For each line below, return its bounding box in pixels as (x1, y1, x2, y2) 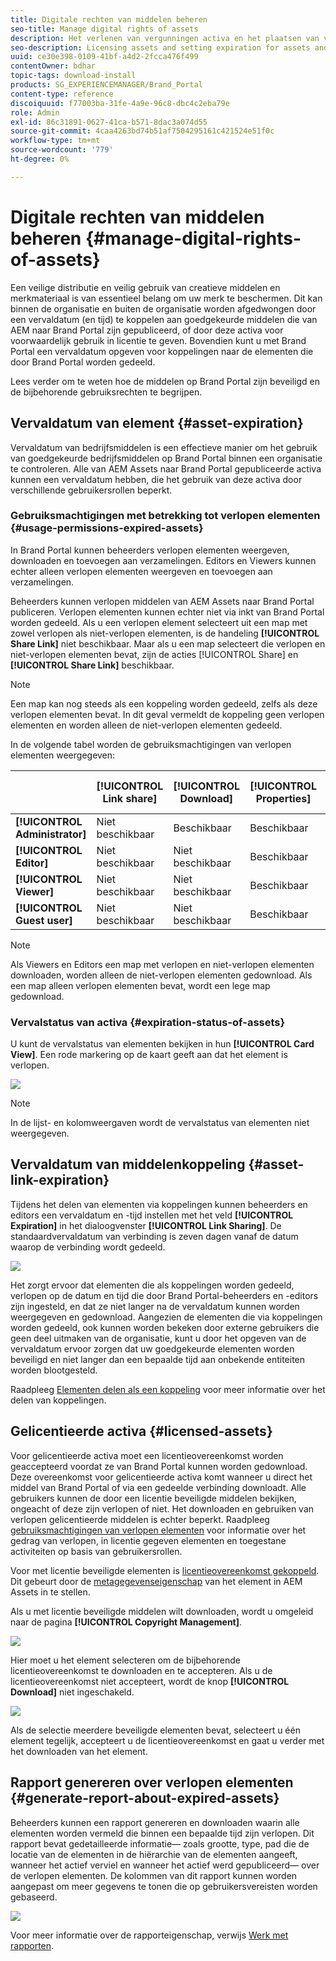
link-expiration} (10, 1172, 110, 1189)
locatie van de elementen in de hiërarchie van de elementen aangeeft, (10, 1848, 298, 1860)
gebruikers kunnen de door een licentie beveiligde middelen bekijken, (10, 1492, 297, 1504)
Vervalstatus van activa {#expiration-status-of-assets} (10, 1015, 286, 1029)
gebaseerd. (10, 1891, 58, 1903)
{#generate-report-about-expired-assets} (10, 1790, 280, 1807)
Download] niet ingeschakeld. (10, 1686, 135, 1698)
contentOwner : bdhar (10, 61, 97, 71)
